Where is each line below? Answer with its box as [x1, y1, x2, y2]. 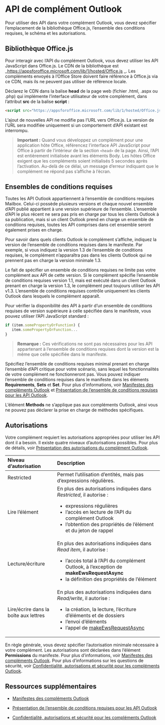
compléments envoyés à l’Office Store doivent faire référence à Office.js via [5, 73, 158, 79]
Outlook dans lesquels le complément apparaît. [5, 293, 101, 299]
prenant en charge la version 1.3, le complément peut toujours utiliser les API [5, 283, 161, 289]
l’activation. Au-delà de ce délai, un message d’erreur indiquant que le [17, 163, 159, 169]
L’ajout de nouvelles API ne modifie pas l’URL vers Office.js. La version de [5, 117, 154, 123]
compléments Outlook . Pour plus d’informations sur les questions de [5, 658, 144, 663]
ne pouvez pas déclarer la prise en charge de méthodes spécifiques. [5, 407, 144, 413]
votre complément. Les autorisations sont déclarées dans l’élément [5, 647, 141, 653]
